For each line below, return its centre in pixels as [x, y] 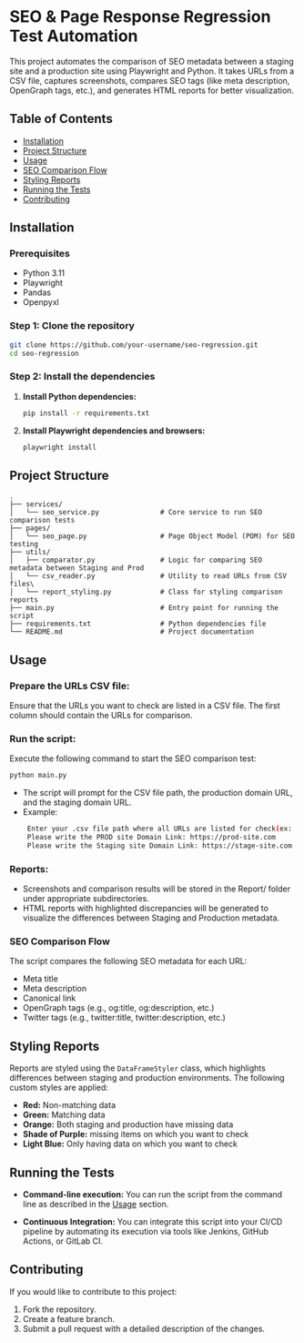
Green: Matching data [64, 1115]
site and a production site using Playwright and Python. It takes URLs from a [152, 71]
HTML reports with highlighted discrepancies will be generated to [145, 909]
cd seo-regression [44, 353]
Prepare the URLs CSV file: [70, 686]
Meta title [41, 979]
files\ [22, 585]
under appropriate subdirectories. [86, 899]
